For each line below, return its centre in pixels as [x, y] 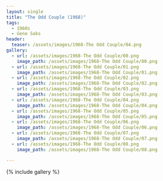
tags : [13, 23]
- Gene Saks [26, 34]
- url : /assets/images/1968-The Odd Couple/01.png [75, 67]
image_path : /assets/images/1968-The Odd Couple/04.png [87, 105]
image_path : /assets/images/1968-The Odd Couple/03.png [87, 94]
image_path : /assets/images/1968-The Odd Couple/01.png [87, 72]
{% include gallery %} [33, 172]
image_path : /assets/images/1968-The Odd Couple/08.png [87, 150]
